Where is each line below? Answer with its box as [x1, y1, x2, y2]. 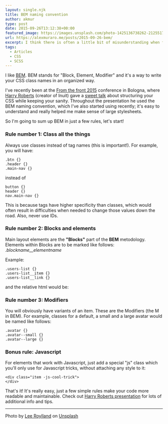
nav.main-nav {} [5, 193, 39, 198]
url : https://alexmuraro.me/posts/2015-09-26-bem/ [5, 36, 113, 41]
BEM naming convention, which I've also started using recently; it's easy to [5, 103, 160, 109]
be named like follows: [5, 318, 51, 324]
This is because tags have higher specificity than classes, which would [5, 202, 151, 208]
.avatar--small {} [5, 332, 43, 338]
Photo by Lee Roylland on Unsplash [5, 413, 78, 419]
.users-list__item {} [5, 271, 50, 276]
